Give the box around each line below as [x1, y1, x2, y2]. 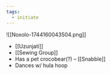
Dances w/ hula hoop [14, 61, 68, 69]
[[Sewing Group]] [14, 49, 58, 56]
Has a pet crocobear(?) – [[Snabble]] [14, 55, 106, 62]
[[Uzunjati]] [14, 43, 44, 50]
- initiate [11, 14, 39, 20]
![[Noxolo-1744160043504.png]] [6, 31, 86, 38]
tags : [6, 8, 20, 15]
